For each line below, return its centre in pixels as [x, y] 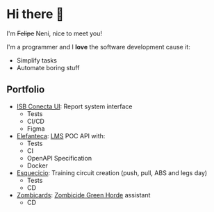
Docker [37, 165]
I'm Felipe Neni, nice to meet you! [54, 33]
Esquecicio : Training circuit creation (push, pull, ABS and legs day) [112, 172]
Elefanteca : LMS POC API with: [61, 136]
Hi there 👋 [35, 14]
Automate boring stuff [48, 67]
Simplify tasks [36, 60]
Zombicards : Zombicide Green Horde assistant [83, 195]
